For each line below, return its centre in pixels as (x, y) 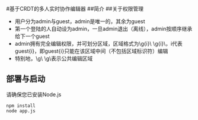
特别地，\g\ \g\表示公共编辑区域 (54, 59)
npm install (21, 106)
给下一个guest (32, 36)
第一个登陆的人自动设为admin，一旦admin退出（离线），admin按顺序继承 (103, 29)
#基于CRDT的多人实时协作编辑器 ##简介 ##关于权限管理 (75, 9)
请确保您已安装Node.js (34, 94)
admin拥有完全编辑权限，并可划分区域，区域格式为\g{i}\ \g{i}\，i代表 (98, 44)
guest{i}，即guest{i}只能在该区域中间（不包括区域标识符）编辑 (91, 51)
